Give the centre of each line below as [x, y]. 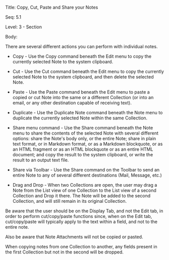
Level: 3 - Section [23, 27]
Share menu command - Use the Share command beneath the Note [83, 128]
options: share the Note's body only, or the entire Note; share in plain [84, 138]
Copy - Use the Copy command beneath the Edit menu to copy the [82, 56]
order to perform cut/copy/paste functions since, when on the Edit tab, [79, 216]
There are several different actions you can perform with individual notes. [81, 47]
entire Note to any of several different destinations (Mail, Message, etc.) [87, 175]
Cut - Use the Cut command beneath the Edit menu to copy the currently [88, 71]
